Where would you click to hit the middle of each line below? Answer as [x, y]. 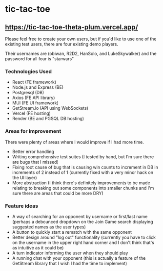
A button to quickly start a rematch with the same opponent [72, 232]
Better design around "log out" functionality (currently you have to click [84, 237]
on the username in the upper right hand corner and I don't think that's [83, 242]
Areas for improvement [33, 131]
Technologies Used [29, 71]
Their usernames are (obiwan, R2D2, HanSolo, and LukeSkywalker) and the [81, 53]
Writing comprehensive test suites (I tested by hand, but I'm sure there [83, 157]
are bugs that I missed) [35, 162]
